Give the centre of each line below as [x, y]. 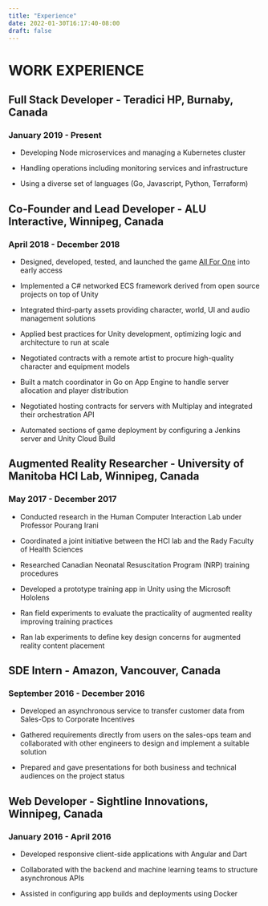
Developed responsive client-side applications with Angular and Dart [133, 854]
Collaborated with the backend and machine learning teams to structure [139, 870]
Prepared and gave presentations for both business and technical [128, 767]
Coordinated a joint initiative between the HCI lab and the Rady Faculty [137, 540]
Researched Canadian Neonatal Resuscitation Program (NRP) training [135, 564]
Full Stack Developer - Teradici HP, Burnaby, [121, 100]
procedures [39, 573]
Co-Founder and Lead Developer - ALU [108, 209]
